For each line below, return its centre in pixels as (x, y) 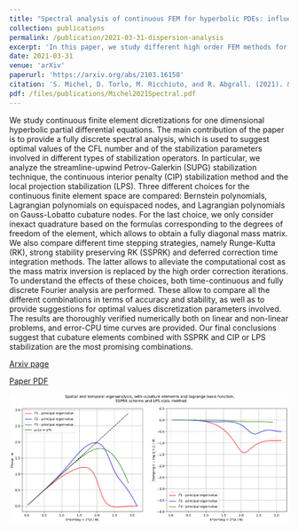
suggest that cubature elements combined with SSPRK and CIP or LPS (137, 337)
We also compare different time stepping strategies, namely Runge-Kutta (142, 242)
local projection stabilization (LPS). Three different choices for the (129, 186)
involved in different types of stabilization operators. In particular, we (135, 158)
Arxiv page (29, 363)
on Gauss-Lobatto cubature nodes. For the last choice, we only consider (141, 214)
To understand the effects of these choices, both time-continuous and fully (146, 281)
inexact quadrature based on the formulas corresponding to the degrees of (146, 224)
